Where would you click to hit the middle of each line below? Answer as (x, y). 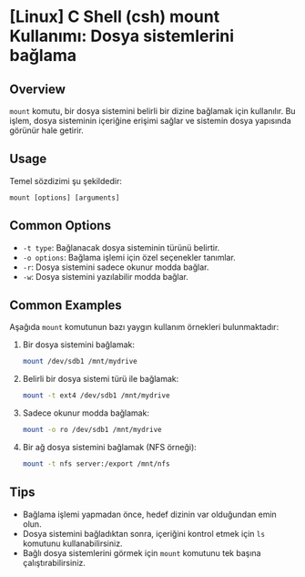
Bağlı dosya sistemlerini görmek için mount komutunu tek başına (142, 552)
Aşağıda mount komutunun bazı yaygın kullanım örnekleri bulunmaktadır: (144, 327)
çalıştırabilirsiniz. (54, 562)
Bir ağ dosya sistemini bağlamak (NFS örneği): (110, 448)
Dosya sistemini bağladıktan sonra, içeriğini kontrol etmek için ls (144, 533)
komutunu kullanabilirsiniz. (72, 543)
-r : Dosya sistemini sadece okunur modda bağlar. (116, 267)
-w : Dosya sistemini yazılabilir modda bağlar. (106, 276)
